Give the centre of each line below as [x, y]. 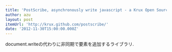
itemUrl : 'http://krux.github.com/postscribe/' [57, 24]
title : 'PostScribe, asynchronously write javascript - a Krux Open [80, 10]
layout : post [19, 19]
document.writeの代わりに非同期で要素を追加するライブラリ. [70, 44]
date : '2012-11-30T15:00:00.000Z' [42, 29]
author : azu [18, 15]
